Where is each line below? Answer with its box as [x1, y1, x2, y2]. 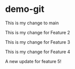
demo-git [5, 3, 45, 15]
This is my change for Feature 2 [5, 29, 71, 35]
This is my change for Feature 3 [5, 39, 71, 45]
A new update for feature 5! [5, 58, 62, 64]
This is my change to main [5, 20, 59, 26]
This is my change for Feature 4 [5, 49, 71, 55]
